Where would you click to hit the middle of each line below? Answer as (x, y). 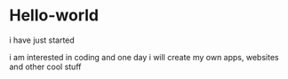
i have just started (42, 40)
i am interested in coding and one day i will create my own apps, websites (144, 57)
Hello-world (54, 16)
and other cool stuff (45, 67)
